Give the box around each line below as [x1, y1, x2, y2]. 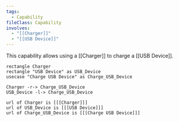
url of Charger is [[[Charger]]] [6, 100, 88, 105]
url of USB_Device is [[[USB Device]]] [6, 105, 104, 111]
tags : [6, 8, 19, 15]
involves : [6, 25, 31, 31]
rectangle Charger [6, 64, 51, 70]
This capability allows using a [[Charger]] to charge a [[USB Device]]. [6, 52, 174, 59]
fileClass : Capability [6, 19, 62, 25]
